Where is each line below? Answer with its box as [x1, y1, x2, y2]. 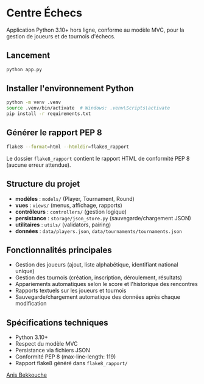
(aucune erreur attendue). [6, 161, 71, 169]
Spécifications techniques [6, 317, 108, 328]
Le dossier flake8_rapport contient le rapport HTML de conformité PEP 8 [6, 155, 190, 162]
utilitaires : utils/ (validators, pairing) [15, 221, 111, 228]
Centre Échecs [6, 6, 82, 20]
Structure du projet [6, 179, 80, 189]
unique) [15, 268, 35, 275]
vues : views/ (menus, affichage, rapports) [15, 201, 123, 209]
